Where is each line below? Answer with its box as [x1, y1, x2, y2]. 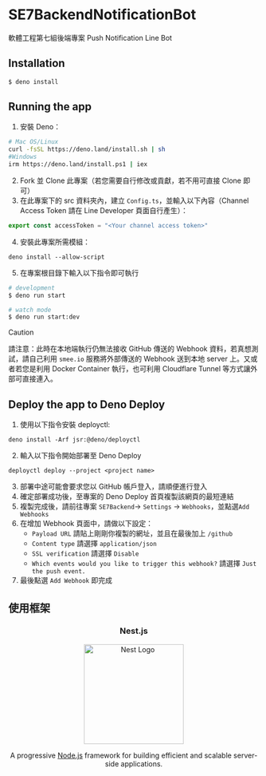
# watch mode [8, 306, 52, 314]
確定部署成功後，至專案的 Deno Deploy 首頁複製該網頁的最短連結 [19, 492, 234, 501]
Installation [8, 57, 65, 70]
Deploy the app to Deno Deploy [8, 398, 166, 411]
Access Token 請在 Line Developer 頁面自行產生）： [19, 205, 189, 215]
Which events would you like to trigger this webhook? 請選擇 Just [31, 559, 257, 568]
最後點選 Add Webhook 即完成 [19, 576, 113, 585]
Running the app [8, 100, 92, 113]
